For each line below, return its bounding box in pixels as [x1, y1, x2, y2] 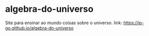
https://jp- [123, 20, 144, 26]
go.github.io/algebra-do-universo [5, 25, 74, 31]
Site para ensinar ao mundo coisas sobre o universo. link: [5, 20, 123, 26]
